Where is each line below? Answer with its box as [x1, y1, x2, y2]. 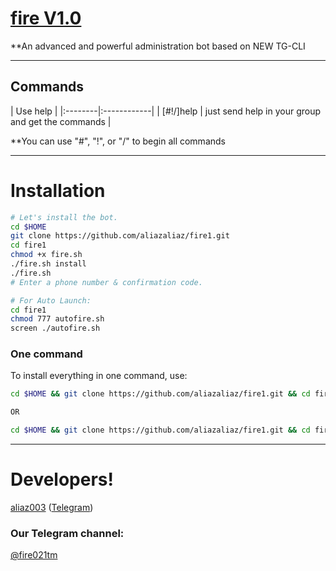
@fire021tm [10, 549, 58, 561]
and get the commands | [10, 115, 112, 127]
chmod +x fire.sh [10, 250, 83, 260]
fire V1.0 [10, 7, 82, 30]
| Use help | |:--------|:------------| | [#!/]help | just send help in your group [10, 105, 322, 117]
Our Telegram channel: [10, 526, 125, 540]
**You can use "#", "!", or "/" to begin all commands [10, 135, 226, 147]
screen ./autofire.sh [10, 323, 101, 334]
